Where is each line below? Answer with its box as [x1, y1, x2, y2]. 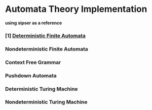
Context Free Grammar [5, 58, 61, 65]
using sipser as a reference [5, 20, 62, 26]
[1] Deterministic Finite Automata [5, 32, 86, 39]
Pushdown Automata [5, 72, 57, 79]
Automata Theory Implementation [5, 3, 147, 15]
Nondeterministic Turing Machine [5, 99, 88, 106]
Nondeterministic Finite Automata [5, 46, 88, 53]
